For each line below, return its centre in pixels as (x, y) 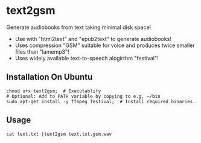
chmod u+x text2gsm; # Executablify (54, 91)
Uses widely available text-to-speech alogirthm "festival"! (87, 58)
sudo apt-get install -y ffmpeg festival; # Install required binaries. (101, 101)
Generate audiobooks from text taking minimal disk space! (79, 27)
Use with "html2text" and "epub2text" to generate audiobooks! (93, 39)
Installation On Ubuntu (49, 77)
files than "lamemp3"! (42, 51)
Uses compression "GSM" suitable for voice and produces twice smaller (105, 45)
